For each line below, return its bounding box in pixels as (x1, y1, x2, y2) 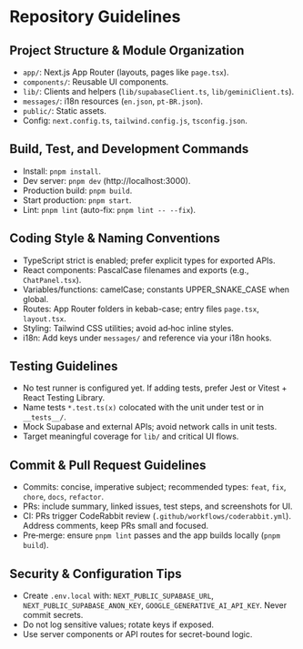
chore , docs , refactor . (22, 492, 105, 502)
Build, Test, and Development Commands (9, 141, 249, 157)
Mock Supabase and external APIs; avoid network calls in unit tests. (22, 421, 278, 432)
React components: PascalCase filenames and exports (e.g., (22, 264, 249, 275)
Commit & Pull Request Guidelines (9, 457, 207, 472)
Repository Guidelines (9, 6, 181, 27)
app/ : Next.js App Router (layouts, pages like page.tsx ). (22, 66, 229, 77)
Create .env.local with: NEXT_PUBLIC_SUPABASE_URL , (22, 590, 214, 602)
